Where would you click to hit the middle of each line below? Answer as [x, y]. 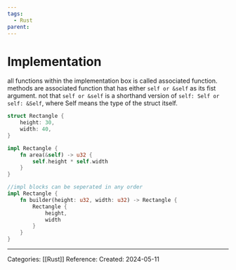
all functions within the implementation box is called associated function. [112, 81]
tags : [15, 14]
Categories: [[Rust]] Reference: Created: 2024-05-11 [83, 259]
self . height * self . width [71, 161]
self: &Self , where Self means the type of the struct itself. [92, 103]
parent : [19, 27]
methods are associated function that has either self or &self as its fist [112, 88]
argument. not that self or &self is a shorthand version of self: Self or [113, 96]
